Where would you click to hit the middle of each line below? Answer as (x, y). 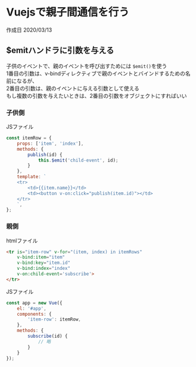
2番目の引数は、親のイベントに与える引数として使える (73, 88)
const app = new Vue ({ (34, 303)
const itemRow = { (29, 138)
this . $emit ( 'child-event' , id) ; (78, 160)
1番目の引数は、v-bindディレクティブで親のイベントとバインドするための (96, 73)
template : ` (32, 177)
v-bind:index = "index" (43, 269)
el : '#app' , (32, 308)
